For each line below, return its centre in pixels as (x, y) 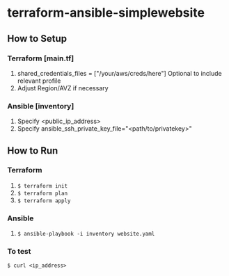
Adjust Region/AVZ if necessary (63, 88)
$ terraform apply (44, 201)
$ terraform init (42, 186)
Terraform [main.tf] (41, 58)
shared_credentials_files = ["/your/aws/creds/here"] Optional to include (120, 73)
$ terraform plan (42, 193)
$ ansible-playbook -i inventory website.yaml (86, 234)
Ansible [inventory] (41, 106)
